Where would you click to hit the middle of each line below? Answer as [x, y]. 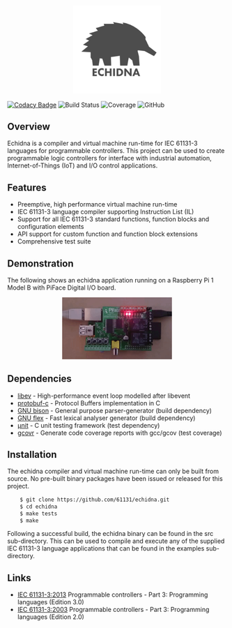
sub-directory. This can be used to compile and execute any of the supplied [116, 541]
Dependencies [39, 379]
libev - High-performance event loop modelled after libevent [103, 396]
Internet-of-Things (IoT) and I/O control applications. [83, 165]
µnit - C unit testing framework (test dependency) [88, 425]
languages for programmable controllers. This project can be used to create [116, 151]
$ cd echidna [39, 507]
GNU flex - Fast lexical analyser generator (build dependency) [106, 418]
